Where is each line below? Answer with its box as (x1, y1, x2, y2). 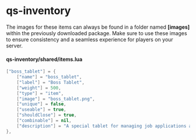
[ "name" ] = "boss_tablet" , (16, 74, 82, 80)
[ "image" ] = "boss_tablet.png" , (16, 95, 95, 102)
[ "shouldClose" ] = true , (16, 112, 77, 118)
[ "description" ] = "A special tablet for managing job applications (16, 123, 187, 129)
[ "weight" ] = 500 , (16, 85, 61, 91)
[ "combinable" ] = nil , (16, 118, 72, 124)
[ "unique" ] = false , (16, 101, 66, 107)
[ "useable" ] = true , (16, 107, 66, 112)
